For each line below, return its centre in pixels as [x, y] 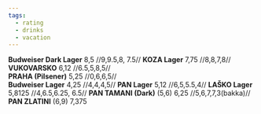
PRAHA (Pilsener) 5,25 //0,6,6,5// [62, 76]
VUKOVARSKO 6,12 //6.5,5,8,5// [60, 68]
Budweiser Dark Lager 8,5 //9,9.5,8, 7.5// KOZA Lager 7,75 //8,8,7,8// [119, 60]
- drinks [29, 30]
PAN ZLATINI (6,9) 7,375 [48, 101]
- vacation [33, 37]
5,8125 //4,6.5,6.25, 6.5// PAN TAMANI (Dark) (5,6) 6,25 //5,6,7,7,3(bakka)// [129, 93]
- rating [29, 23]
